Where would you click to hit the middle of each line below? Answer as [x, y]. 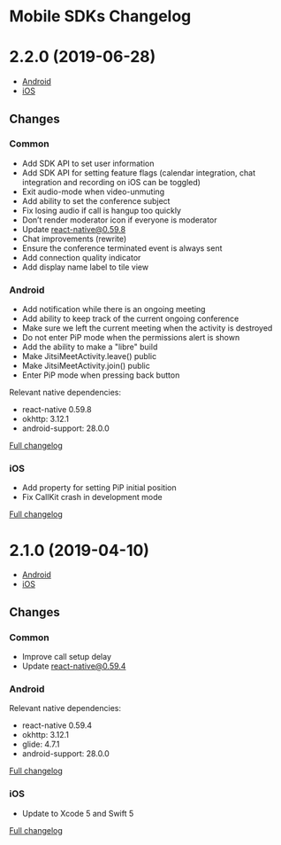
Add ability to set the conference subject [96, 200]
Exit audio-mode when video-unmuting [93, 192]
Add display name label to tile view [85, 267]
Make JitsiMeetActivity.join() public [86, 366]
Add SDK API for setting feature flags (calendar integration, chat [139, 172]
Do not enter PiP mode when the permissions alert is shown [131, 338]
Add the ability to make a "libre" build [90, 347]
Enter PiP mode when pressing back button [101, 375]
